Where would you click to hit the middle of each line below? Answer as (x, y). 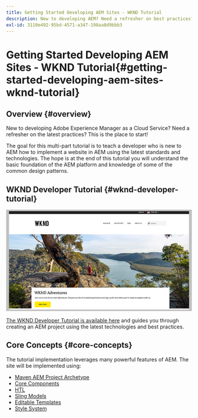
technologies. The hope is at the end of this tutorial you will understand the (97, 159)
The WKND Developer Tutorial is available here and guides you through (93, 320)
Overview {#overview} (49, 114)
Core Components (37, 383)
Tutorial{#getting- (122, 67)
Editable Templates (38, 402)
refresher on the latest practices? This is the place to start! (77, 134)
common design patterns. (37, 171)
